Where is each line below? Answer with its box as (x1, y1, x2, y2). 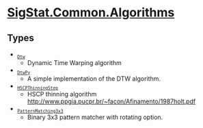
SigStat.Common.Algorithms (7, 5, 175, 21)
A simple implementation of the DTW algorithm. (27, 74, 161, 83)
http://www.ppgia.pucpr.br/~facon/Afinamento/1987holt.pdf (27, 97, 196, 105)
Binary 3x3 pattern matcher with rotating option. (27, 113, 163, 121)
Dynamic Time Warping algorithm (27, 58, 122, 66)
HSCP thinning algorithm (27, 90, 97, 99)
